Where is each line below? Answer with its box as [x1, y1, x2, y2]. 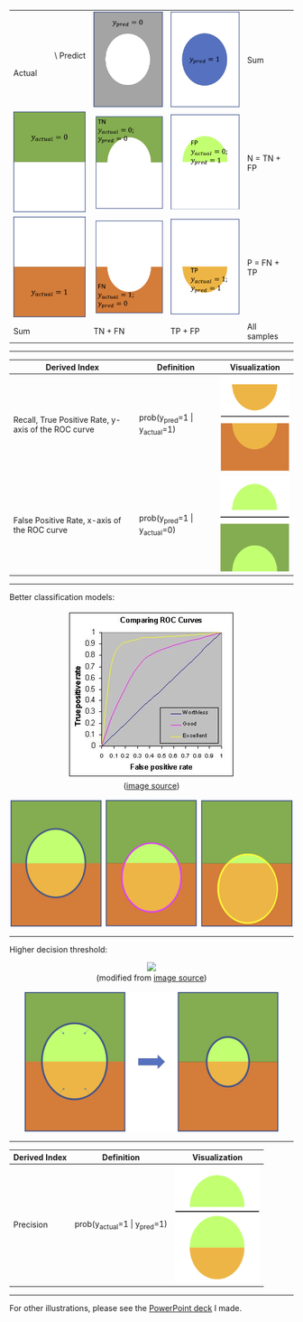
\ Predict [53, 50, 87, 61]
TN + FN [93, 326, 125, 337]
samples [246, 331, 279, 342]
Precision [13, 1219, 48, 1230]
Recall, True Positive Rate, [13, 414, 110, 425]
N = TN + [246, 153, 281, 164]
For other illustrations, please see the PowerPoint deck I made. [9, 1302, 242, 1313]
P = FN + [246, 258, 280, 268]
